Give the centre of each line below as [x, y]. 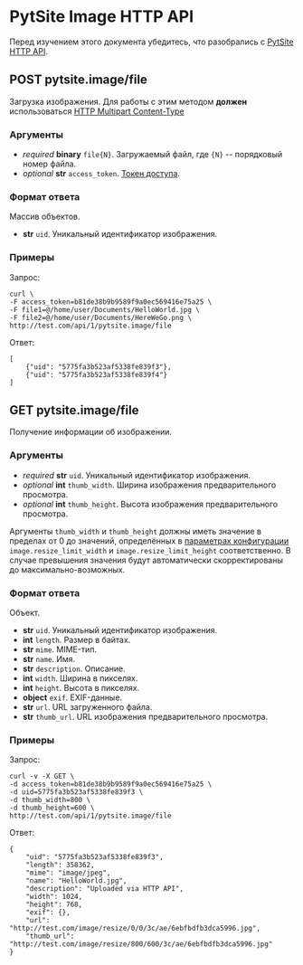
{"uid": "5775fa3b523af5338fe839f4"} [97, 374]
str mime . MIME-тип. [60, 649]
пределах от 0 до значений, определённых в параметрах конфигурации [149, 541]
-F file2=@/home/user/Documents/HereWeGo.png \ [101, 317]
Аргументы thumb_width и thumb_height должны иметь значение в [136, 531]
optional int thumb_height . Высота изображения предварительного [150, 504]
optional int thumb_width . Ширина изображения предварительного [149, 485]
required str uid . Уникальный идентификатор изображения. [137, 475]
